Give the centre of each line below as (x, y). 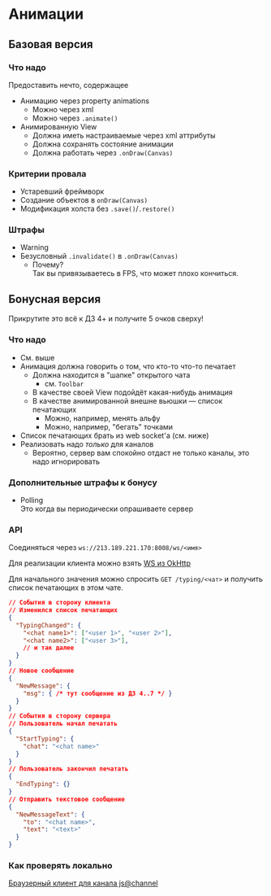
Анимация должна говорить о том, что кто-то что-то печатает (128, 366)
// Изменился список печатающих (63, 610)
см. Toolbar (64, 383)
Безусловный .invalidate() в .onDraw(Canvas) (99, 256)
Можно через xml (63, 109)
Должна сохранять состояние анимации (103, 144)
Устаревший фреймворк (62, 191)
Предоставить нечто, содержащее (69, 85)
